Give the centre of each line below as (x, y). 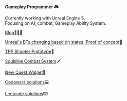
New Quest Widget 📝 (26, 72)
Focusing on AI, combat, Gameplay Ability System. (56, 23)
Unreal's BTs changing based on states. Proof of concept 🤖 (64, 42)
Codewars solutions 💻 (27, 82)
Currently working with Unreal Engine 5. (45, 18)
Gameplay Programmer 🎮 (32, 7)
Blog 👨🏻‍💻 (14, 33)
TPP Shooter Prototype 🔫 (30, 51)
